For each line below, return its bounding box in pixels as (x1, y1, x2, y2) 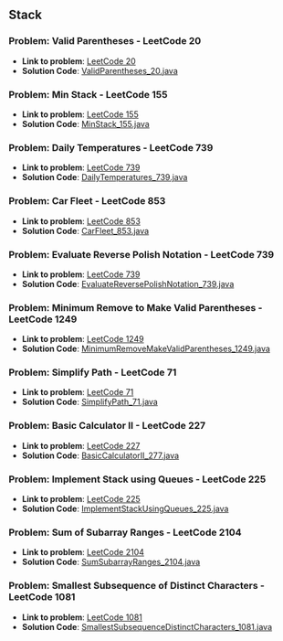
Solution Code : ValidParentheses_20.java (21, 65, 179, 76)
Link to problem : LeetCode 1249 (21, 334, 144, 345)
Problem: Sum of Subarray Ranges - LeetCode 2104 (8, 526, 243, 539)
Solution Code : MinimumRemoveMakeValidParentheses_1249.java (21, 343, 271, 355)
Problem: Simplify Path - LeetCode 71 (8, 366, 177, 379)
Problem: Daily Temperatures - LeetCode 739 (8, 141, 214, 154)
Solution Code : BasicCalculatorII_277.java (21, 450, 180, 461)
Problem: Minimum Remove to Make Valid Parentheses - (8, 301, 263, 314)
